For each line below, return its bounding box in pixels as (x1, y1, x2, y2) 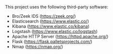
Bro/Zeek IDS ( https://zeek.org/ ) (12, 13, 76, 19)
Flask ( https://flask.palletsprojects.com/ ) (12, 39, 93, 44)
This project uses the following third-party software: (5, 4, 108, 10)
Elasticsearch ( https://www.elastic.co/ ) (12, 19, 89, 24)
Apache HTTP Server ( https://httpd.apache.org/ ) (12, 33, 109, 39)
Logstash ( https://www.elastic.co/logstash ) (12, 29, 98, 34)
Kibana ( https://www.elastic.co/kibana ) (12, 23, 90, 29)
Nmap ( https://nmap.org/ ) (12, 44, 63, 49)
